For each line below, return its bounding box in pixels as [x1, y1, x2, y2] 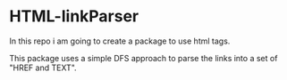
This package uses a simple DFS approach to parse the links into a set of [9, 52, 278, 63]
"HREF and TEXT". [9, 62, 78, 73]
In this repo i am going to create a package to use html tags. [9, 36, 231, 46]
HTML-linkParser [9, 6, 139, 27]
